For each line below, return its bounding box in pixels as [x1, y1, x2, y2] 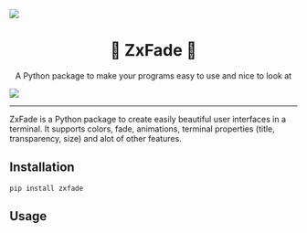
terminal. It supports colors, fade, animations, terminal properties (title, [9, 123, 276, 134]
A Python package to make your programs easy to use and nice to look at [15, 69, 292, 81]
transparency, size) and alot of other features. [9, 132, 183, 143]
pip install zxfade [9, 184, 84, 193]
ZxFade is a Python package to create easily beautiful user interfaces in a [9, 113, 286, 124]
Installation [9, 160, 75, 175]
